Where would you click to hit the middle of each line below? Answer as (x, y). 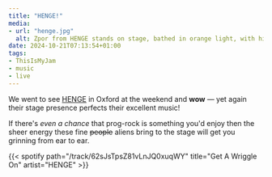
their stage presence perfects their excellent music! (94, 107)
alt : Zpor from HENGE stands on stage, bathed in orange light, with (135, 38)
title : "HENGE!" (36, 16)
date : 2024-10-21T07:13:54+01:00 (65, 46)
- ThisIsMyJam (32, 61)
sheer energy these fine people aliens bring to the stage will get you (122, 132)
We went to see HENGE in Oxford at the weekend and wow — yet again (127, 99)
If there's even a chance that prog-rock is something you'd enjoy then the (132, 123)
